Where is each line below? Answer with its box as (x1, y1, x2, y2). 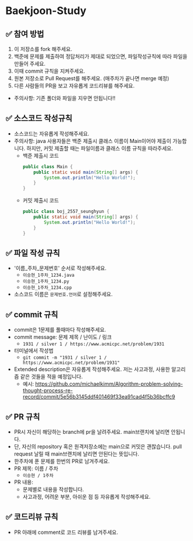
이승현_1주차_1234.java (22, 273, 75, 278)
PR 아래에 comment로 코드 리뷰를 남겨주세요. (13, 529, 118, 536)
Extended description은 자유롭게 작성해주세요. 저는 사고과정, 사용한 (13, 366, 170, 373)
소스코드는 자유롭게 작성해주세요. (13, 130, 89, 137)
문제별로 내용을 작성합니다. (22, 486, 84, 493)
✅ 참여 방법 (5, 29, 44, 39)
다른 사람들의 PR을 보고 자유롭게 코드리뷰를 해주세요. (13, 82, 135, 89)
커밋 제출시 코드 (22, 197, 59, 204)
